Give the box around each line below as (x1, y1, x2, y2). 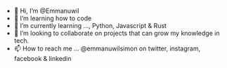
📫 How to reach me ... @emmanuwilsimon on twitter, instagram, (13, 44, 201, 53)
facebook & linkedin (13, 55, 72, 62)
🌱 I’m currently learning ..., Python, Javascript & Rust (13, 22, 167, 29)
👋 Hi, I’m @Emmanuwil (13, 7, 79, 15)
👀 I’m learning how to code (13, 14, 92, 22)
